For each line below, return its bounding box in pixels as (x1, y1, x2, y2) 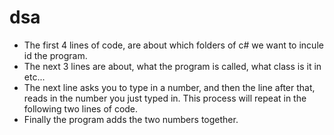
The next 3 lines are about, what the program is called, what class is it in (23, 60, 322, 72)
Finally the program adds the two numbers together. (23, 113, 239, 125)
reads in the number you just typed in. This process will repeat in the (23, 92, 307, 104)
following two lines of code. (23, 102, 139, 115)
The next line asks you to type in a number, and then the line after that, (23, 81, 316, 93)
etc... (23, 71, 46, 83)
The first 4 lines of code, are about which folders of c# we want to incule (23, 39, 324, 51)
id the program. (23, 49, 88, 61)
